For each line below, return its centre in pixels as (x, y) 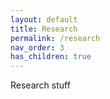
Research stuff (40, 85)
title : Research (44, 29)
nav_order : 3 (37, 47)
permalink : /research (55, 38)
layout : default (44, 19)
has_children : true (51, 57)
